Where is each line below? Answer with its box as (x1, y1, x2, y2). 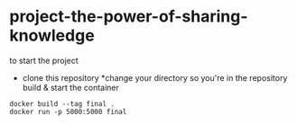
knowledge (9, 25, 95, 46)
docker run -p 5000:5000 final (9, 107, 127, 116)
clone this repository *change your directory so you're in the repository (22, 72, 288, 83)
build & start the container (22, 82, 120, 93)
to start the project (9, 55, 79, 66)
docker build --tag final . (9, 99, 116, 109)
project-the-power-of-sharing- (9, 6, 248, 27)
